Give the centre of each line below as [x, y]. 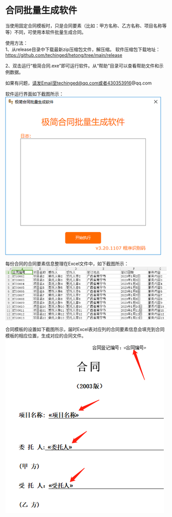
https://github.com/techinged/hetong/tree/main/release [64, 55]
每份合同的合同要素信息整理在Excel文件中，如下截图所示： [67, 263]
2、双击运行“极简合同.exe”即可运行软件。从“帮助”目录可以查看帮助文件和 [82, 66]
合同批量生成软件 [41, 11]
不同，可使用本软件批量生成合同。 [50, 32]
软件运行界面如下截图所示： [35, 94]
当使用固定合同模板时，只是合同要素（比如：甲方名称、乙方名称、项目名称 [84, 26]
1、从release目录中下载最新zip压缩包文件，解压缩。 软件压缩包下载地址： [83, 49]
